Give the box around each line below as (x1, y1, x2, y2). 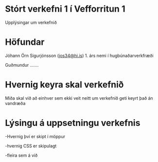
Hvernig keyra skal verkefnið (5, 79, 124, 90)
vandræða (5, 100, 26, 106)
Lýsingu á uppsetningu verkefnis (5, 118, 140, 128)
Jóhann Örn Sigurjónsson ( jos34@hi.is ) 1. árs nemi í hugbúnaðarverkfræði (5, 53, 154, 58)
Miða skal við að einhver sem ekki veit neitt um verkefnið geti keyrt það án (5, 95, 153, 101)
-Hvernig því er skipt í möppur (5, 133, 66, 139)
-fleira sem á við (5, 152, 38, 158)
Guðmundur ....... (5, 62, 39, 68)
